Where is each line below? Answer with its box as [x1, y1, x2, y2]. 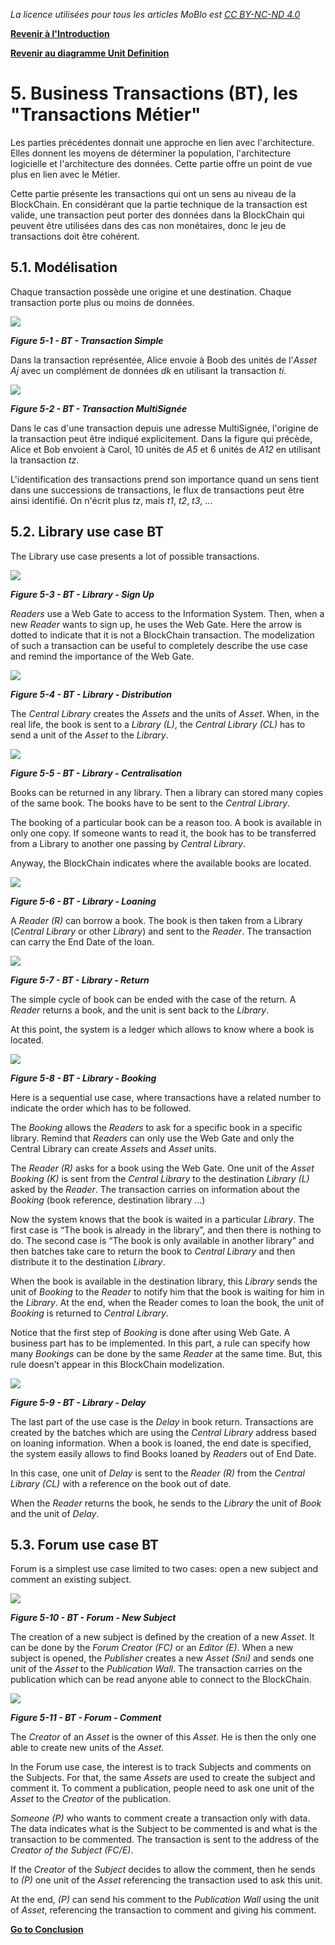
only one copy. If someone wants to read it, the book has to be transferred [10, 827, 317, 839]
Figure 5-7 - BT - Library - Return [10, 974, 150, 986]
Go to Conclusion [10, 1924, 84, 1936]
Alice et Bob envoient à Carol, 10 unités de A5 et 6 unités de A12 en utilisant [10, 443, 322, 455]
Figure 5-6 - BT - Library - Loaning [10, 895, 157, 907]
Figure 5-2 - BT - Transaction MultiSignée [10, 402, 188, 414]
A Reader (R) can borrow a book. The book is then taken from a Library [10, 914, 303, 926]
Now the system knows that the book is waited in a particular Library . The [10, 1213, 315, 1225]
